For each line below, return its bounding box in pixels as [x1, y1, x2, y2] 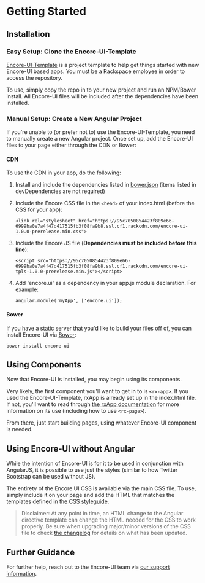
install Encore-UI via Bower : [6, 331, 76, 338]
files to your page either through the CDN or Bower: [6, 141, 136, 149]
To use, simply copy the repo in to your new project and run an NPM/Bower [6, 86, 196, 93]
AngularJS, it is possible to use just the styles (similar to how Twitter [6, 466, 178, 474]
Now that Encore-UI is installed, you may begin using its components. [6, 376, 182, 383]
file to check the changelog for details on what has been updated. [21, 530, 188, 537]
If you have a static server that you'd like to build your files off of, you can [6, 324, 192, 332]
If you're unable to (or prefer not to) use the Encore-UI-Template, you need [6, 128, 195, 136]
